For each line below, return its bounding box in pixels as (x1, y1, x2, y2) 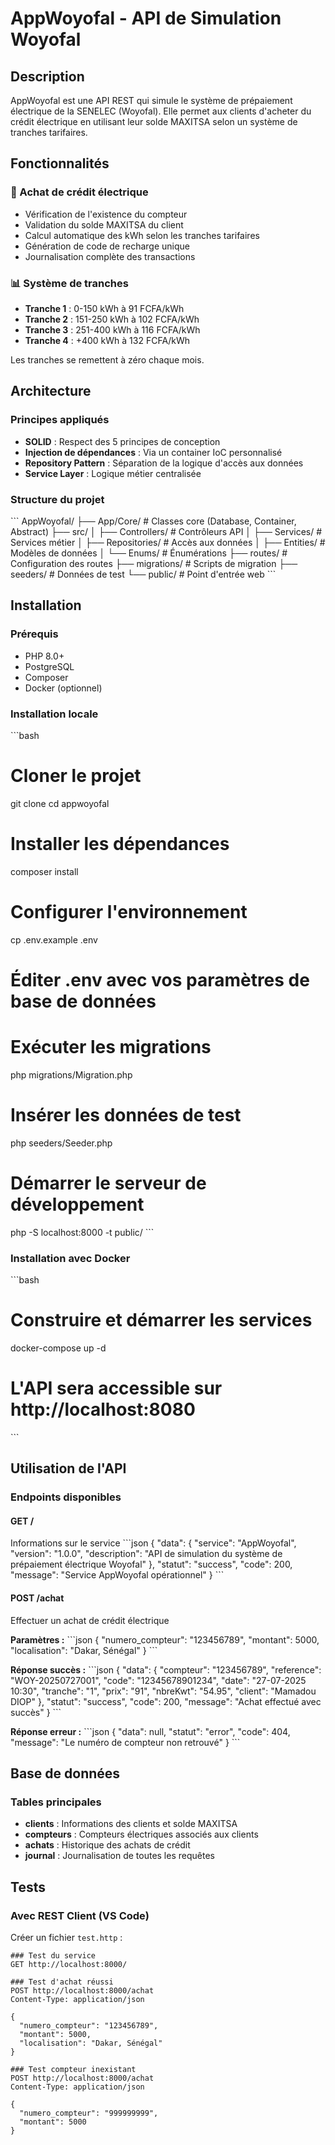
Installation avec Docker (10, 1251, 131, 1265)
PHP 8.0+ (24, 650, 65, 662)
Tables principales (10, 1795, 102, 1809)
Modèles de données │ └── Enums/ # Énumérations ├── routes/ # (10, 547, 288, 559)
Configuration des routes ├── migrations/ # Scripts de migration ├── (10, 557, 298, 569)
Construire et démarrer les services (10, 1309, 313, 1332)
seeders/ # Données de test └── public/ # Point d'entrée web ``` (10, 568, 277, 580)
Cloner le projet (10, 765, 142, 787)
